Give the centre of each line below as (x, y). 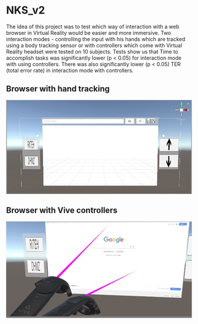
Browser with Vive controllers (62, 211)
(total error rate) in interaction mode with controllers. (70, 70)
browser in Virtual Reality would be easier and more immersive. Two (89, 32)
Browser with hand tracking (58, 89)
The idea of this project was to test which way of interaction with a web (93, 27)
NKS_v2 (26, 10)
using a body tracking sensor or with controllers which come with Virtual (94, 45)
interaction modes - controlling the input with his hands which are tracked (96, 39)
